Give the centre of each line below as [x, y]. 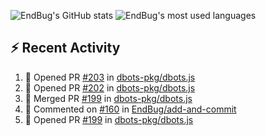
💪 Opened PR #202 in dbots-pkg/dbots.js [110, 87]
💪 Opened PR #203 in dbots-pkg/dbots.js [110, 77]
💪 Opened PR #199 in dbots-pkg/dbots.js [109, 119]
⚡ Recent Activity [65, 48]
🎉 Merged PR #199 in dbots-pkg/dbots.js [108, 98]
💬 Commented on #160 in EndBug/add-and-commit [130, 109]
